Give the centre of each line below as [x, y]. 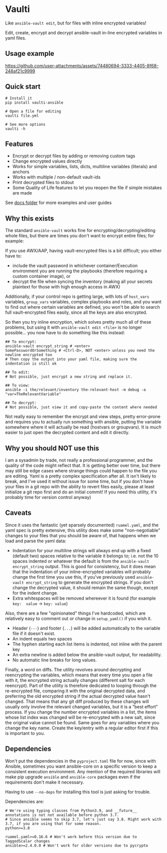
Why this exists [30, 218]
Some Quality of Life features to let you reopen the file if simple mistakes [87, 188]
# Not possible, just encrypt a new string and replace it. [69, 377]
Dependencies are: [25, 801]
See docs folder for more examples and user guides [59, 203]
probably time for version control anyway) [48, 497]
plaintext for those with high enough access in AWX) [66, 287]
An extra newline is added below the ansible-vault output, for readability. [87, 654]
